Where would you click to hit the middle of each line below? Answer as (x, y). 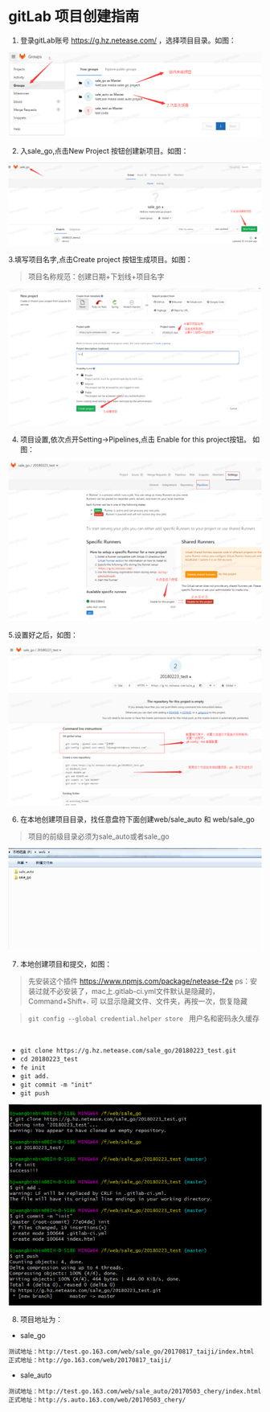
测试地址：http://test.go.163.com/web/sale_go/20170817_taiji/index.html (131, 1352)
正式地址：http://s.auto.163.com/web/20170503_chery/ (97, 1400)
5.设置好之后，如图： (43, 634)
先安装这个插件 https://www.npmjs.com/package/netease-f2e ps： (139, 981)
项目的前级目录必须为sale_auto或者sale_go (99, 836)
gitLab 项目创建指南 (74, 16)
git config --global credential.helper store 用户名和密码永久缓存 (143, 1018)
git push (35, 1093)
